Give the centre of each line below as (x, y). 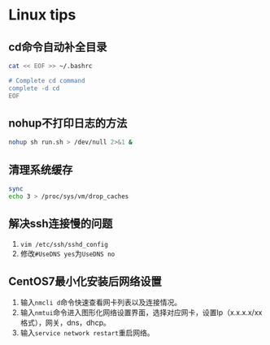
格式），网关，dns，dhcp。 (65, 323)
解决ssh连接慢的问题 (61, 224)
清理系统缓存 (41, 169)
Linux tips (42, 15)
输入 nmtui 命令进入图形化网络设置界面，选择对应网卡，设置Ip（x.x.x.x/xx (141, 313)
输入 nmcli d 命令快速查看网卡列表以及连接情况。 (100, 303)
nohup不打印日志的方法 (68, 123)
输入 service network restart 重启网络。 (87, 333)
